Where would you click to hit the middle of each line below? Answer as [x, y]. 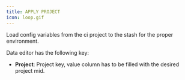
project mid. [30, 70]
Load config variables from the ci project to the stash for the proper [90, 34]
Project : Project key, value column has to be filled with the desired [97, 64]
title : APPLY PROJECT [33, 12]
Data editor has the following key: [47, 52]
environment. [23, 41]
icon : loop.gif [25, 17]
